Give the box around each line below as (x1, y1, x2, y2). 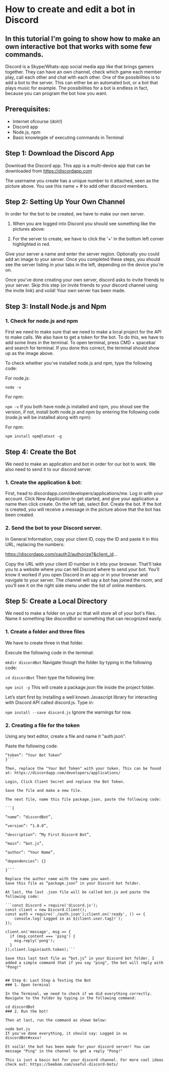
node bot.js (5, 1026, 30, 1032)
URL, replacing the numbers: (5, 541, 65, 547)
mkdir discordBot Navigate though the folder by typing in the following (5, 659, 152, 665)
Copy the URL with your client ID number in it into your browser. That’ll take (5, 561, 162, 567)
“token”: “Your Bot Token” (5, 753, 62, 758)
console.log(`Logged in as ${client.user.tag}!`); (14, 916, 123, 921)
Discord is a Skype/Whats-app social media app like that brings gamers (5, 64, 154, 69)
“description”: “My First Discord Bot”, (5, 832, 92, 837)
